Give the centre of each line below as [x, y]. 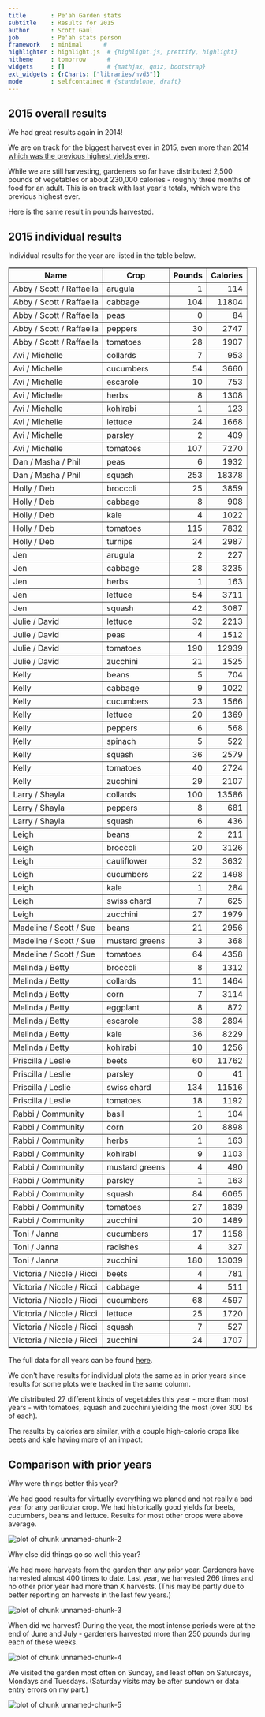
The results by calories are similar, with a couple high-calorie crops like [124, 1431]
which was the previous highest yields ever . [79, 156]
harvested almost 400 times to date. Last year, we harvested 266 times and [131, 1577]
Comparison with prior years [80, 1464]
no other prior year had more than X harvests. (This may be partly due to [126, 1586]
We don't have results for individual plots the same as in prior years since [127, 1375]
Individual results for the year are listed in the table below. [102, 256]
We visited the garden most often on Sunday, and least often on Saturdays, [130, 1672]
